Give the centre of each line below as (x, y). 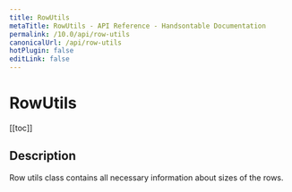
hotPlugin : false (42, 51)
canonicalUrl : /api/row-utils (66, 42)
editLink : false (39, 59)
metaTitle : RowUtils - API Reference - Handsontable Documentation (138, 26)
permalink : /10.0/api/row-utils (69, 34)
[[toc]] (21, 128)
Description (43, 156)
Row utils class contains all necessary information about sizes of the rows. (146, 177)
